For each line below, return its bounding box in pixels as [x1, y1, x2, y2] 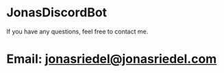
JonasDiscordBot [6, 5, 108, 20]
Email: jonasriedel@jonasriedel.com [6, 51, 217, 67]
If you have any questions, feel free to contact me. [6, 27, 149, 35]
